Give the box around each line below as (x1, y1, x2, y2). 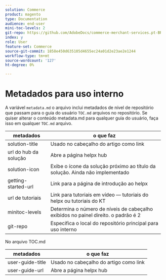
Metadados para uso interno (5, 88, 124, 100)
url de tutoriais (7, 194, 41, 201)
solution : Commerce (5, 7, 45, 12)
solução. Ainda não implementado (50, 169, 129, 176)
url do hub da (7, 149, 39, 156)
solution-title (7, 141, 38, 148)
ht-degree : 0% (5, 62, 35, 67)
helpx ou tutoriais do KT (50, 198, 106, 205)
